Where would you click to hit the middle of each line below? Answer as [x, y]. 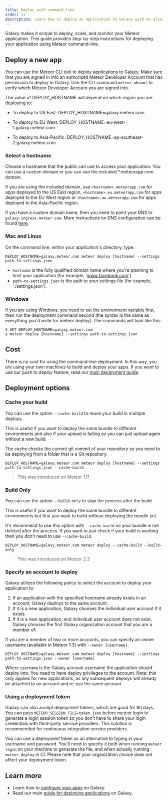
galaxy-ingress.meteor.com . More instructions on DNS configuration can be [83, 218]
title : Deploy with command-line [40, 10]
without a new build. [26, 439]
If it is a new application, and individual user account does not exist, [82, 619]
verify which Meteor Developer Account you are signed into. [67, 88]
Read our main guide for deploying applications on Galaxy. [72, 793]
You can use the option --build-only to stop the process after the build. [79, 500]
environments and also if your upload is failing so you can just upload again [83, 434]
